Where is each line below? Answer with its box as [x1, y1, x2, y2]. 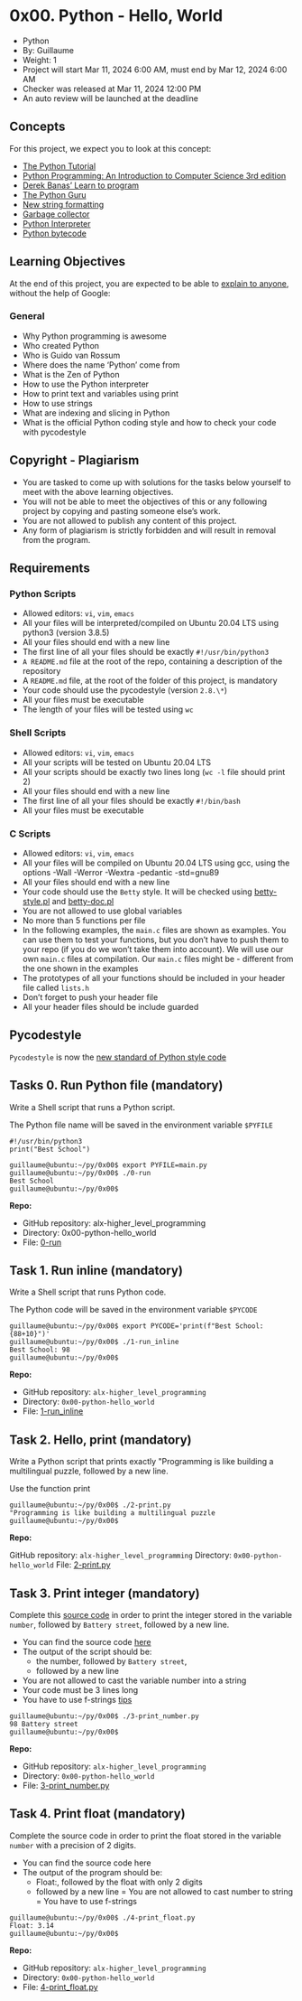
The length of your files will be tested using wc [22, 704, 194, 715]
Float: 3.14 [9, 1921, 54, 1930]
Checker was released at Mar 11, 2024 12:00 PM [22, 83, 202, 94]
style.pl [22, 895, 50, 906]
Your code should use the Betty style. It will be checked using [22, 886, 252, 897]
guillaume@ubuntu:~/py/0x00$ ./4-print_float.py [9, 1912, 196, 1922]
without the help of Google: [9, 287, 111, 298]
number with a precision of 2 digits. [9, 1839, 137, 1850]
